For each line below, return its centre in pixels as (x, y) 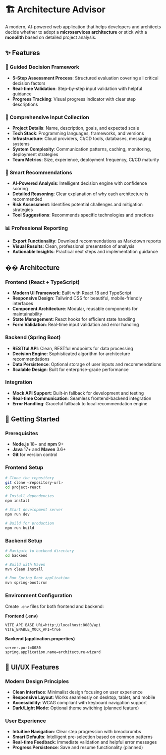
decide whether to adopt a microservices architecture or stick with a (76, 32)
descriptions (25, 104)
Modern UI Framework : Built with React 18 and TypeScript (72, 293)
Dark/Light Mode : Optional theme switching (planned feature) (76, 708)
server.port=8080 (23, 648)
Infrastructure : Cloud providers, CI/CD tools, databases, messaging (82, 138)
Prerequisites (22, 434)
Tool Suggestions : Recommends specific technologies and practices (83, 215)
